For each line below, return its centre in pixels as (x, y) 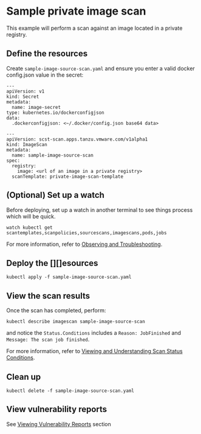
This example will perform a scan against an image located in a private (94, 28)
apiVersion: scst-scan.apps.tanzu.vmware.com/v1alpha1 (77, 139)
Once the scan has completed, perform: (56, 310)
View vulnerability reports (57, 409)
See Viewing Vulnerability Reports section (59, 424)
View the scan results (48, 296)
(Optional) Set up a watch (56, 195)
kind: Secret (23, 96)
